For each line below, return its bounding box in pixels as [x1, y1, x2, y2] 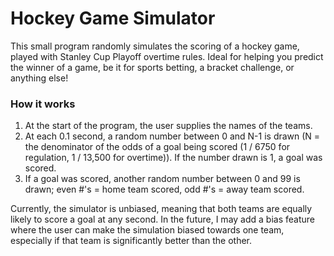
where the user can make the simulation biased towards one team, [10, 224, 285, 236]
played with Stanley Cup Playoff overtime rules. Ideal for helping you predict [10, 50, 324, 62]
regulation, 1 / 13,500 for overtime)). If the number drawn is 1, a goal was [24, 152, 323, 164]
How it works [10, 97, 76, 111]
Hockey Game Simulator [10, 7, 216, 30]
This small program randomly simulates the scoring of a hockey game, [10, 40, 300, 52]
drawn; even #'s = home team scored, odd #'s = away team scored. [24, 183, 305, 196]
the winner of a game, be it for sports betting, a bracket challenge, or [10, 61, 295, 73]
